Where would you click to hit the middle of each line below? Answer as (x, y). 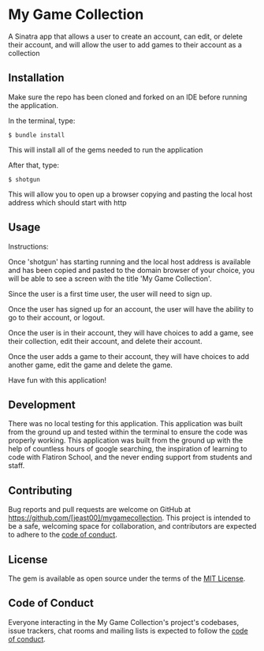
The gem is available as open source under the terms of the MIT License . (127, 578)
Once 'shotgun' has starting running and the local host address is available (129, 261)
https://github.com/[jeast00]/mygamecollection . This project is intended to (129, 518)
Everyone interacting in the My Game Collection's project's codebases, (123, 622)
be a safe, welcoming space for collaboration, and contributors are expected (132, 526)
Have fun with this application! (58, 380)
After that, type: (33, 165)
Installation (36, 78)
